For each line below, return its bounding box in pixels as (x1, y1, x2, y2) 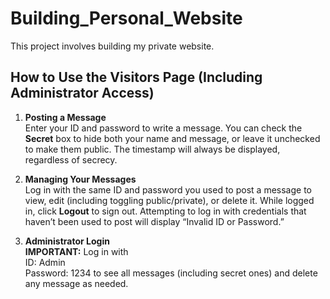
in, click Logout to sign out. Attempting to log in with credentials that (24, 205, 307, 217)
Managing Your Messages (24, 173, 137, 185)
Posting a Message (24, 111, 107, 123)
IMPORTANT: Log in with (24, 245, 129, 257)
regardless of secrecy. (24, 153, 118, 166)
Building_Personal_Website (10, 7, 243, 30)
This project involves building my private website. (10, 40, 215, 52)
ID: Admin (24, 256, 66, 268)
